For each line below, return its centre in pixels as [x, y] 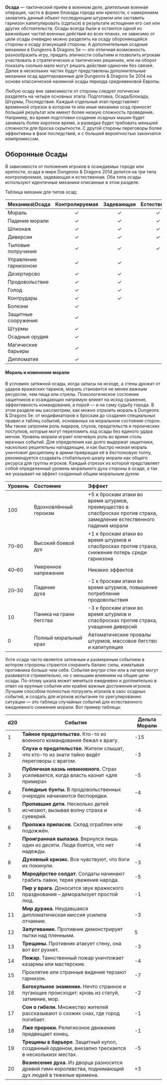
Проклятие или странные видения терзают [74, 972]
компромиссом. [22, 139]
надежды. [34, 851]
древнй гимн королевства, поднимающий [73, 1069]
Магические [23, 345]
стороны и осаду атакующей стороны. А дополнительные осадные [77, 44]
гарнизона [100, 559]
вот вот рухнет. [41, 950]
